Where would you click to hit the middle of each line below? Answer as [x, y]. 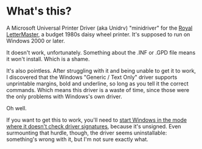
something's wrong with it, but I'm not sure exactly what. [78, 139]
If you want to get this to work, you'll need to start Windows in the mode [97, 120]
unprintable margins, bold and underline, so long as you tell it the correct [97, 84]
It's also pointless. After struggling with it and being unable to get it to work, [101, 70]
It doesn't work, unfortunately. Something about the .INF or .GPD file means [101, 52]
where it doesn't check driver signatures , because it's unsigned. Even [94, 126]
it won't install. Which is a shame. [48, 59]
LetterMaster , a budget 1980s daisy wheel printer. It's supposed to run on [98, 34]
